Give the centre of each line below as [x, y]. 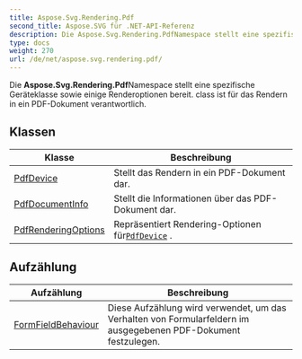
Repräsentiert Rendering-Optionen [188, 223]
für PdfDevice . [143, 235]
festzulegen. [133, 341]
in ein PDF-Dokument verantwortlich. [78, 104]
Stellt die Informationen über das [182, 198]
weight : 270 [31, 51]
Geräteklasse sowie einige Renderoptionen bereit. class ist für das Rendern [148, 94]
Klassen [33, 132]
